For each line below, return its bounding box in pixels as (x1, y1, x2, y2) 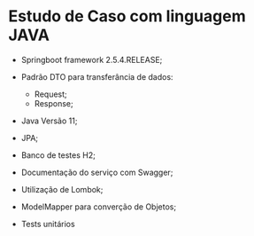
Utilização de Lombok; (20, 184, 104, 194)
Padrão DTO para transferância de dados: (20, 71, 173, 82)
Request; (34, 89, 67, 99)
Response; (34, 98, 73, 108)
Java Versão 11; (20, 115, 78, 126)
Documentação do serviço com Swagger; (20, 167, 173, 177)
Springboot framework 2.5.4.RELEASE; (20, 54, 163, 65)
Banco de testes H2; (20, 149, 96, 161)
